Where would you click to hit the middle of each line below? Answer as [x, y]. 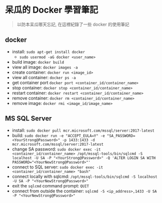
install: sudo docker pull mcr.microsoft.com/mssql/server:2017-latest [83, 130]
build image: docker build [38, 62]
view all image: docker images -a [45, 67]
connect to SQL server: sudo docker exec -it [57, 167]
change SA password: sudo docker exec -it [56, 149]
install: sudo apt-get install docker [49, 51]
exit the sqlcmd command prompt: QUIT [50, 186]
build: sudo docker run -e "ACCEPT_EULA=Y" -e [58, 135]
